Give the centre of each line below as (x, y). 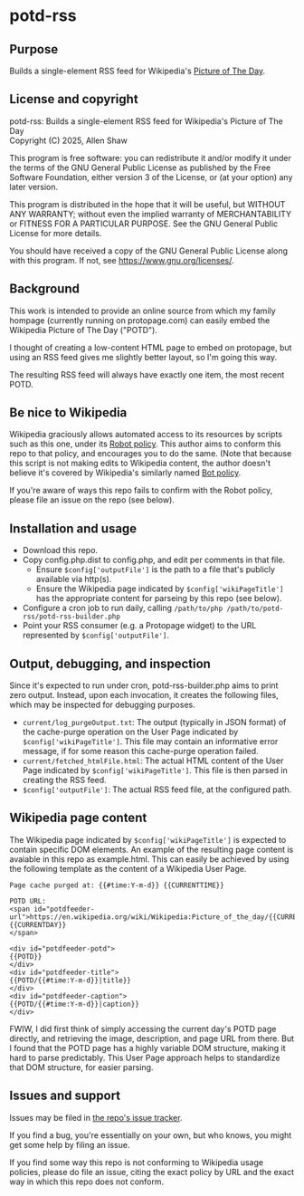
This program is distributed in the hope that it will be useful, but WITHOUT (147, 204)
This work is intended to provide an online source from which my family (142, 311)
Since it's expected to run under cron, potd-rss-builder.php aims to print (144, 685)
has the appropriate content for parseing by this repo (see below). (159, 598)
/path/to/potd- (255, 609)
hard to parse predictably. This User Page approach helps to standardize (145, 1057)
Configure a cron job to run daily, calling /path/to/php (123, 608)
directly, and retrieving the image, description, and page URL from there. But (152, 1038)
